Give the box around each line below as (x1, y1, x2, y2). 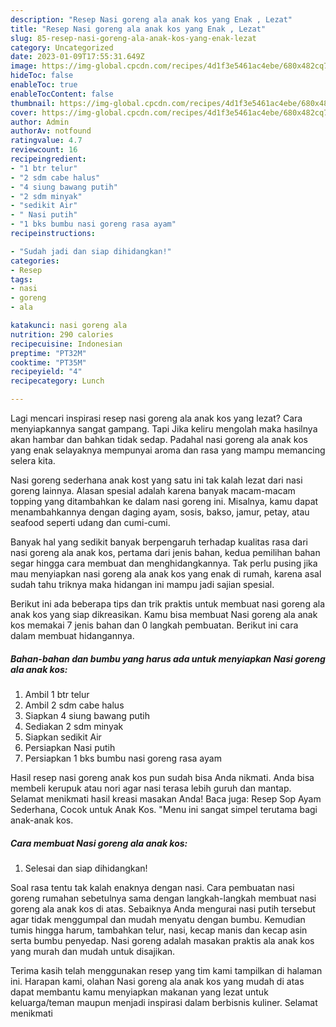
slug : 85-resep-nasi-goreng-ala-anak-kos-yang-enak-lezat (10, 33, 257, 43)
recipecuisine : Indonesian (10, 339, 123, 349)
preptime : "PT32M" (10, 348, 87, 358)
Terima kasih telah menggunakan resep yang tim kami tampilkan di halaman (10, 964, 323, 976)
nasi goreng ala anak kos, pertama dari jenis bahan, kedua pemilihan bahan (10, 547, 321, 558)
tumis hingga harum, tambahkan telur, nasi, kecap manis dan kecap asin (10, 924, 308, 936)
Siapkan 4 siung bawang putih (24, 709, 150, 721)
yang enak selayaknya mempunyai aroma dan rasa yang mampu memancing (10, 444, 326, 456)
